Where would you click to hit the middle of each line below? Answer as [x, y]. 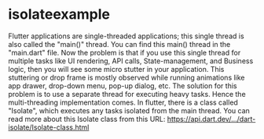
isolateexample [59, 14]
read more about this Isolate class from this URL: [87, 119]
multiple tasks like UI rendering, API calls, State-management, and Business [131, 61]
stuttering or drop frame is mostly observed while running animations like [126, 77]
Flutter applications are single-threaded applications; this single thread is [126, 36]
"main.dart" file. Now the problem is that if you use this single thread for [125, 52]
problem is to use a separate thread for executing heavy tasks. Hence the [127, 94]
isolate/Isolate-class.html [49, 127]
